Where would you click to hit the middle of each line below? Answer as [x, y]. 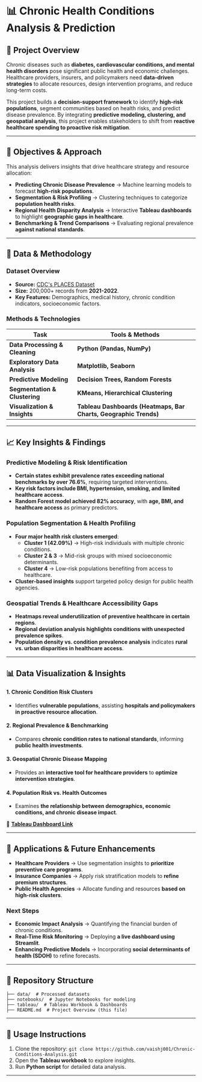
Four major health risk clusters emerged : [67, 536]
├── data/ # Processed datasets [48, 994]
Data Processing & [36, 344]
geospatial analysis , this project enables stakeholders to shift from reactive [101, 121]
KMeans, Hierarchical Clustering [125, 393]
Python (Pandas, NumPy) [114, 348]
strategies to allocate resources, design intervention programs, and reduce [99, 84]
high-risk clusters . [38, 895]
